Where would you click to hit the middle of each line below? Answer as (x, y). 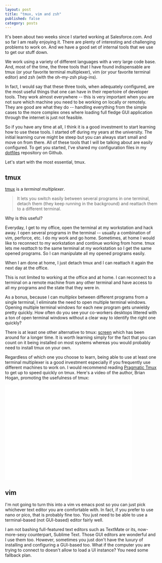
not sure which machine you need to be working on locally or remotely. (76, 102)
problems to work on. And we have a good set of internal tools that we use (79, 47)
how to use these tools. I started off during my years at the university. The (79, 132)
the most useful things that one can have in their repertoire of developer (77, 92)
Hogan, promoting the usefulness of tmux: (47, 378)
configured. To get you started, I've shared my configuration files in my (76, 148)
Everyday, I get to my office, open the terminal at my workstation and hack (79, 228)
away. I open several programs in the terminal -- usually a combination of (78, 233)
